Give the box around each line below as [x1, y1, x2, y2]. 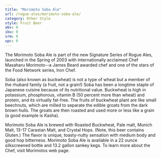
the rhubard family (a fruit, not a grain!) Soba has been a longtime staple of [5, 82, 154, 87]
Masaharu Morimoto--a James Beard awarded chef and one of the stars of [5, 62, 154, 68]
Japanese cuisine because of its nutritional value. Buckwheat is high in [5, 86, 146, 92]
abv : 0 [5, 25, 18, 30]
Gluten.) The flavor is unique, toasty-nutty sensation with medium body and [5, 132, 156, 138]
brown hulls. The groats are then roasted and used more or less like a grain [5, 107, 155, 113]
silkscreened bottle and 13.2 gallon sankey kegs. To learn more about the [5, 142, 151, 148]
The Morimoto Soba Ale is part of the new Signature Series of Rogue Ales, [5, 52, 153, 57]
